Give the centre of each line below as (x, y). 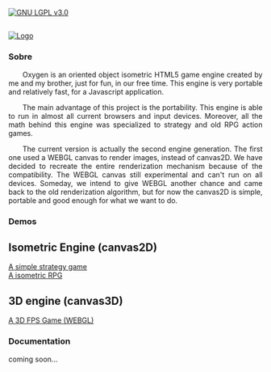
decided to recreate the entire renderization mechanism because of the (135, 166)
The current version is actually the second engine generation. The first (143, 149)
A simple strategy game (48, 267)
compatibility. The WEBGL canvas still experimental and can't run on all (135, 175)
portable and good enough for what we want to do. (93, 200)
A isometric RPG (35, 276)
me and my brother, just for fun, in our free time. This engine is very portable (135, 83)
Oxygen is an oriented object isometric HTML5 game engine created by (143, 74)
